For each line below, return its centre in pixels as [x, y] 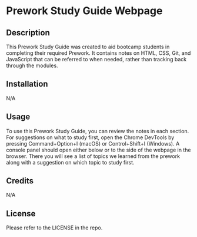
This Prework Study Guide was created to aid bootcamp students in [88, 47]
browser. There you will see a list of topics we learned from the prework [93, 156]
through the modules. [32, 65]
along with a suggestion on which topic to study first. [70, 162]
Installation [27, 84]
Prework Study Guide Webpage [84, 11]
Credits [20, 181]
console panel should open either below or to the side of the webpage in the [98, 150]
